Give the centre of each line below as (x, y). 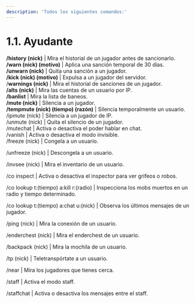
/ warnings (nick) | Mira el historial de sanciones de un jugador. (84, 83)
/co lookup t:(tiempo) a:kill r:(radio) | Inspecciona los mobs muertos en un (97, 187)
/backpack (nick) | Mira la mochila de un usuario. (67, 247)
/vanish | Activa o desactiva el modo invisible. (63, 134)
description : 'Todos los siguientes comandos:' (67, 12)
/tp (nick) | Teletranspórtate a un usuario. (57, 258)
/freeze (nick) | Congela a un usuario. (52, 141)
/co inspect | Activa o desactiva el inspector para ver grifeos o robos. (92, 176)
